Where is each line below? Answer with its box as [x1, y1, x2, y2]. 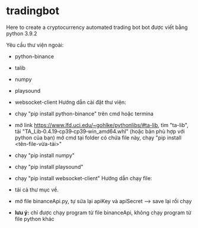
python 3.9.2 [6, 30, 37, 37]
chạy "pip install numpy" [14, 152, 75, 159]
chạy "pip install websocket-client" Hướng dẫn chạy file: [14, 174, 152, 181]
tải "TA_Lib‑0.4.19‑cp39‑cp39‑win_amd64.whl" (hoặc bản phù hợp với [14, 128, 185, 135]
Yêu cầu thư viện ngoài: [6, 41, 64, 48]
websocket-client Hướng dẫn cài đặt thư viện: [14, 99, 126, 106]
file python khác [14, 215, 55, 222]
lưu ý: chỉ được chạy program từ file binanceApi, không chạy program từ [14, 209, 191, 216]
